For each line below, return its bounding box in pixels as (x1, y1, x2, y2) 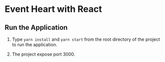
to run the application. (11, 42, 57, 48)
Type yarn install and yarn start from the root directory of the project (11, 36, 160, 42)
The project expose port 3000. (11, 51, 75, 57)
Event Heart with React (4, 3, 102, 15)
